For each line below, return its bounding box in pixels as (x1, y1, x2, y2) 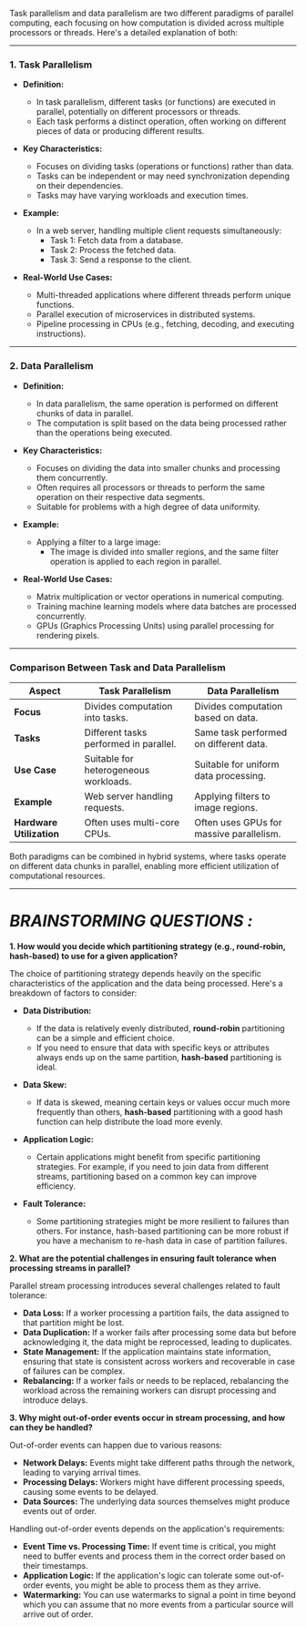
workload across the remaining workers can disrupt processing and (22, 1385, 277, 1396)
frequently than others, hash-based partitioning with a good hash (36, 1106, 284, 1117)
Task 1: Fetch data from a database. (49, 235, 184, 246)
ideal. (36, 1061, 57, 1072)
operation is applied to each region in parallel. (49, 556, 222, 567)
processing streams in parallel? (9, 1262, 131, 1274)
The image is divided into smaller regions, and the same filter (49, 546, 280, 557)
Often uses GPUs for (194, 815, 282, 828)
